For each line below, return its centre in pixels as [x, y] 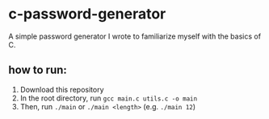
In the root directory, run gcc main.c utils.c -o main [109, 98]
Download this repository [62, 89]
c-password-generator [87, 14]
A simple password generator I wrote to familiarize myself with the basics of [134, 36]
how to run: [38, 70]
